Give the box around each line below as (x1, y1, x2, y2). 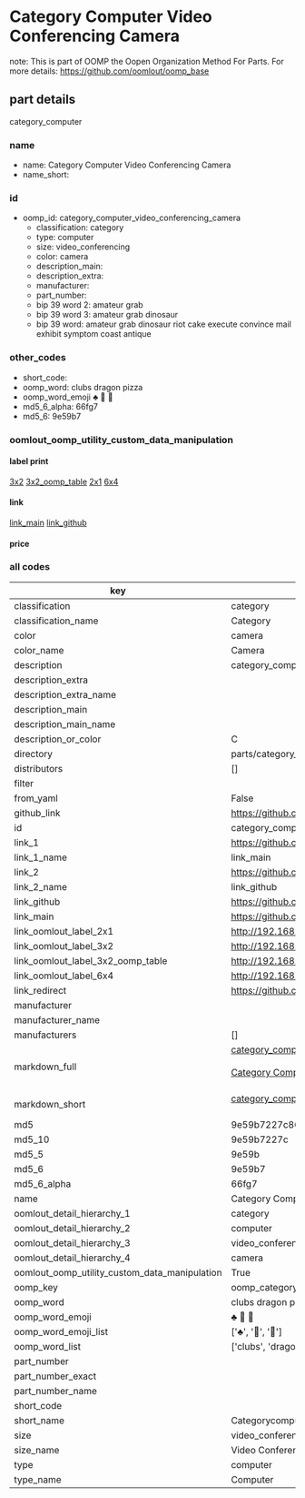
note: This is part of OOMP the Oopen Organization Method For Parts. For (9, 56, 284, 66)
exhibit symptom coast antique (35, 329, 152, 339)
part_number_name (14, 1384, 97, 1397)
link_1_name (14, 851, 68, 864)
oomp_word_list (14, 1340, 82, 1352)
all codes (9, 561, 51, 573)
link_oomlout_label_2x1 (14, 925, 114, 937)
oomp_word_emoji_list (14, 1325, 109, 1338)
